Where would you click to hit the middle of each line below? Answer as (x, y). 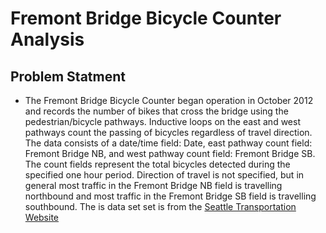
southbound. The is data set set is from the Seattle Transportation (160, 206)
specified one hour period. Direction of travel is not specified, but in (164, 175)
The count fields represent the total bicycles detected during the (157, 164)
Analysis (47, 39)
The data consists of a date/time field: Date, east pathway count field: (168, 143)
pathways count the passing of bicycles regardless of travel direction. (168, 132)
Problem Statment (68, 76)
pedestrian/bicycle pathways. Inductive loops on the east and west (162, 121)
